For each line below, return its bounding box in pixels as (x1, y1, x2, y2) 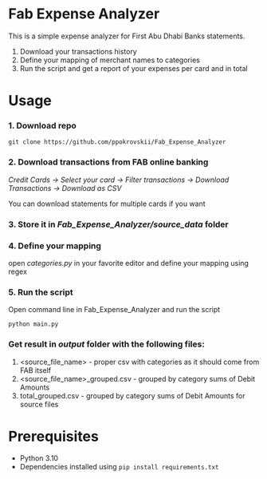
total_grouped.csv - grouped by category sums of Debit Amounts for (19, 390, 245, 400)
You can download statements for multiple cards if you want (8, 199, 206, 208)
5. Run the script (8, 287, 73, 298)
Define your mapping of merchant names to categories (19, 55, 201, 65)
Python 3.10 (19, 453, 58, 463)
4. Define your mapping (8, 240, 102, 251)
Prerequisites (8, 427, 100, 445)
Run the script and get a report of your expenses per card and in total (19, 63, 249, 73)
